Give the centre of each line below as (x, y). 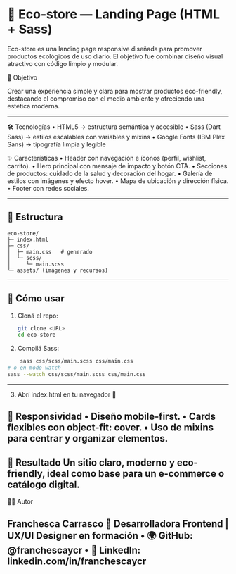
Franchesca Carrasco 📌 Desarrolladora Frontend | (118, 524)
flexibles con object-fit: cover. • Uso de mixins (111, 428)
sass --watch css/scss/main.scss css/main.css (77, 375)
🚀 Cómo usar (36, 299)
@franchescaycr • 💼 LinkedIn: (74, 550)
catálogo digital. (44, 484)
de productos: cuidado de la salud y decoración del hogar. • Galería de (110, 173)
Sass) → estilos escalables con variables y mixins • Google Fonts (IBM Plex (116, 137)
